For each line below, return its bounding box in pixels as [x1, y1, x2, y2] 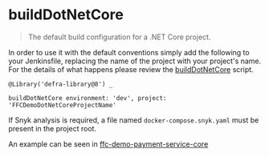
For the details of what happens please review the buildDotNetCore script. [8, 64, 255, 74]
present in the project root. [8, 123, 97, 133]
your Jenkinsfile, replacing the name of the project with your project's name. [8, 56, 262, 66]
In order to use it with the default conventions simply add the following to [8, 47, 251, 57]
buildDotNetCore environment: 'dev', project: [8, 94, 167, 102]
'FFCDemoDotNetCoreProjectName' [8, 101, 116, 109]
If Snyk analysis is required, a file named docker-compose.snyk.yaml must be [8, 115, 259, 125]
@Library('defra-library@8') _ [8, 80, 113, 88]
